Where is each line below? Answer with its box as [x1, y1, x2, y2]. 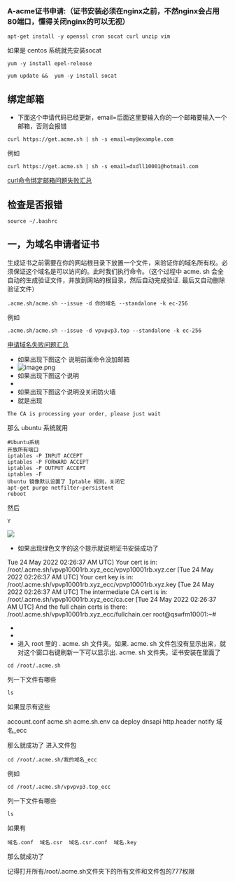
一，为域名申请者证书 [7, 238, 99, 250]
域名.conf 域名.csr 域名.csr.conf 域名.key [7, 839, 137, 846]
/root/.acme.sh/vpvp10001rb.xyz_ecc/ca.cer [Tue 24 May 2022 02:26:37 [7, 595, 217, 603]
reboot [7, 490, 27, 497]
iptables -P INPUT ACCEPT [7, 452, 83, 460]
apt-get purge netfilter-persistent [7, 484, 114, 491]
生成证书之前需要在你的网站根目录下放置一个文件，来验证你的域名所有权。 [7, 258, 222, 267]
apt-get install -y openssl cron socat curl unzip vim [7, 33, 171, 40]
